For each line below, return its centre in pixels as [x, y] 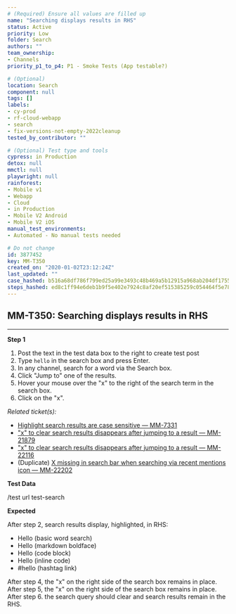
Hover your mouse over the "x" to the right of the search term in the [116, 383]
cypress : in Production [42, 157]
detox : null [25, 164]
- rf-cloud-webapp [34, 118]
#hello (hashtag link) [47, 568]
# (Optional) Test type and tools [58, 151]
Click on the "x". [41, 397]
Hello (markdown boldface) [57, 545]
